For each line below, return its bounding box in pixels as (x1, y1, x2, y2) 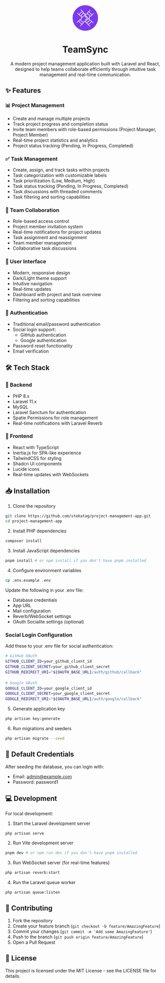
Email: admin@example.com (12, 773, 72, 780)
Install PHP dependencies (12, 528, 67, 534)
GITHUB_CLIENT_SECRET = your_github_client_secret (5, 664, 110, 669)
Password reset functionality (12, 343, 73, 349)
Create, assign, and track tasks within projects (12, 167, 110, 173)
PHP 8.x (12, 393, 30, 399)
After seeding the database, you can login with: (5, 763, 104, 769)
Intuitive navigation (12, 280, 53, 287)
